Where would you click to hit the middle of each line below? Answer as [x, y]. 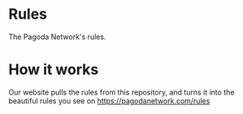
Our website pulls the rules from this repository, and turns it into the [121, 92]
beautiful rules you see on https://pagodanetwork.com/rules [109, 101]
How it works [54, 70]
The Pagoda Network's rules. [57, 37]
